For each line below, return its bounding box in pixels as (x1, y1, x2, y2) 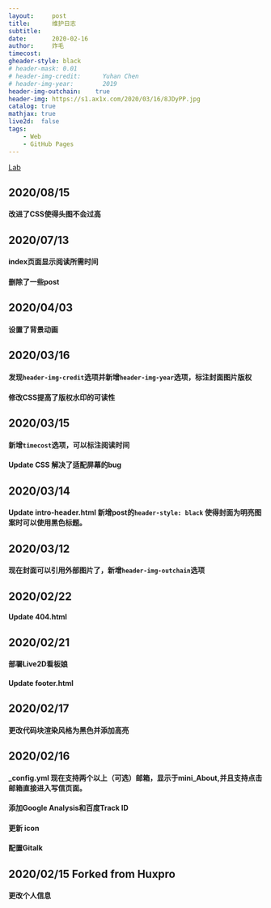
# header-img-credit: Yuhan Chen (8, 72, 139, 80)
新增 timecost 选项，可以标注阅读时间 (8, 439, 130, 450)
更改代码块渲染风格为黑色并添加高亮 (8, 725, 129, 735)
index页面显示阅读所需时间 (8, 257, 99, 267)
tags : (8, 125, 27, 133)
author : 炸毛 (8, 42, 65, 50)
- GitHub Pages (23, 139, 74, 148)
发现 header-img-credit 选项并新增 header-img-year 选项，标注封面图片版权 (8, 372, 252, 382)
